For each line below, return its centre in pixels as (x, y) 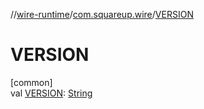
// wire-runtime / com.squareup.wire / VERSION (102, 14)
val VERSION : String (51, 93)
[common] (31, 82)
